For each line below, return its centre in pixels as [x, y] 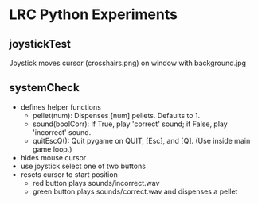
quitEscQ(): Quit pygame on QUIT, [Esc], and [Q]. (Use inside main [141, 140]
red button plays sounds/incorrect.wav [96, 183]
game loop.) [52, 149]
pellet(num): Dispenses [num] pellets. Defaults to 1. [116, 115]
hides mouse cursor [53, 157]
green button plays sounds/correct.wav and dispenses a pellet [135, 191]
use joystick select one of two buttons [83, 166]
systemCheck [44, 88]
